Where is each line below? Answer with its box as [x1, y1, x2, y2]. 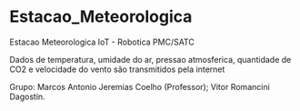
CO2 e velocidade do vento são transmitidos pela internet [9, 64, 225, 75]
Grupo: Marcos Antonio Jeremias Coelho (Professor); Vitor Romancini [9, 81, 270, 92]
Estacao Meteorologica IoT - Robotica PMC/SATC [9, 36, 195, 47]
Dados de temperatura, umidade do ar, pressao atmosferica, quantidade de [9, 54, 292, 65]
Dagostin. [9, 91, 45, 102]
